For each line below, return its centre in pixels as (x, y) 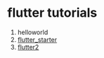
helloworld (33, 32)
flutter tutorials (52, 13)
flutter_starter (37, 39)
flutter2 (28, 47)
